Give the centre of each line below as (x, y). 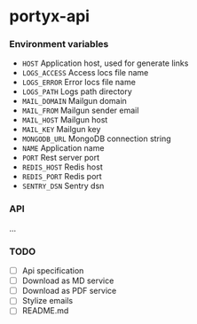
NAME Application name (63, 148)
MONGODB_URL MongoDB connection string (96, 138)
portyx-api (50, 16)
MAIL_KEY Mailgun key (61, 130)
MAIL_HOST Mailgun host (65, 120)
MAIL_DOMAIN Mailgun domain (74, 101)
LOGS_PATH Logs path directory (77, 91)
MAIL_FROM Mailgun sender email (80, 111)
